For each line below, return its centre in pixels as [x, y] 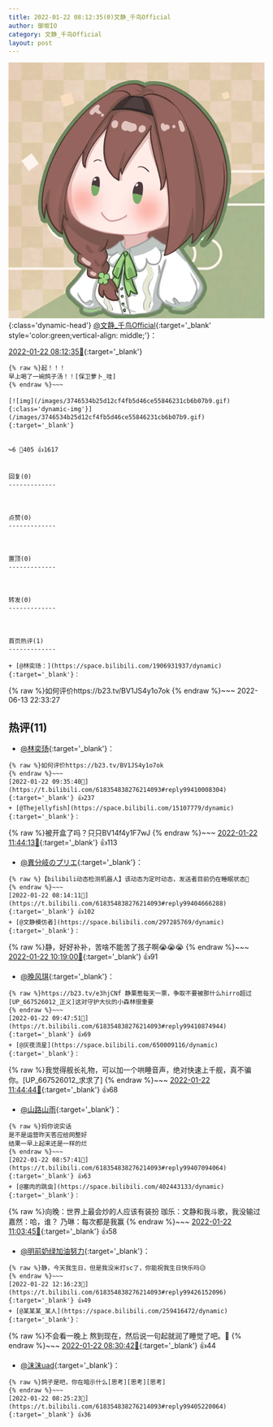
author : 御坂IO [33, 26]
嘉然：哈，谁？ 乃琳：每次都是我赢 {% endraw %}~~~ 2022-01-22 [120, 1222]
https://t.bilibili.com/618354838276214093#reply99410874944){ [118, 1027]
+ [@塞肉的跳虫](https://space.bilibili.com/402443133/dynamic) [117, 1187]
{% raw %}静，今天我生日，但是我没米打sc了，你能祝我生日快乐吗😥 [107, 1268]
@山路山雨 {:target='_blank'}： [71, 1109]
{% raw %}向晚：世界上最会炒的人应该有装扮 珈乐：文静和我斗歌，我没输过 [134, 1212]
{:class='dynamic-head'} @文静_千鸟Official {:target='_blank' [110, 326]
